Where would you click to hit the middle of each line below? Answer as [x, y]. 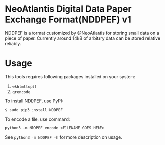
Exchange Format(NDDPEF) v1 [68, 19]
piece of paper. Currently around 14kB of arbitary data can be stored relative [83, 38]
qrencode [21, 92]
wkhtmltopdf [24, 87]
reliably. [13, 43]
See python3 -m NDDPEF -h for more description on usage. [64, 137]
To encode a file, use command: [38, 119]
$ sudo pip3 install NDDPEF [34, 110]
